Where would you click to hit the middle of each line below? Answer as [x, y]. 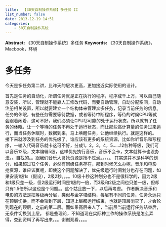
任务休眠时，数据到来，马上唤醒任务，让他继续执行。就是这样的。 [89, 133]
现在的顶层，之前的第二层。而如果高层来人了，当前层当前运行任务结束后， [85, 207]
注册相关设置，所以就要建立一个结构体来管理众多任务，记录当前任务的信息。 [83, 108]
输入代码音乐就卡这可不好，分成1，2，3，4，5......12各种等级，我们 [86, 145]
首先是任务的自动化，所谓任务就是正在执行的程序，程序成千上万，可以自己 [81, 96]
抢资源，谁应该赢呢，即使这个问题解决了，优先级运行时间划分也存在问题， [81, 170]
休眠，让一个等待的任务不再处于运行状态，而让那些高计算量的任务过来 [85, 127]
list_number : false [25, 14]
